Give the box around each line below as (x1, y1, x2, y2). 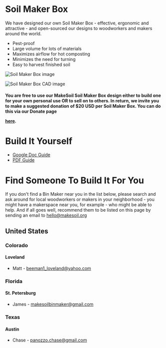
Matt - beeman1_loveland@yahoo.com (12, 265, 91, 271)
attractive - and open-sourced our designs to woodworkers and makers (5, 25, 153, 31)
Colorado (5, 242, 28, 249)
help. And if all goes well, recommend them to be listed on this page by (5, 207, 151, 213)
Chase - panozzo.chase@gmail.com (12, 337, 87, 343)
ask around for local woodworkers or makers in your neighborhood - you (5, 196, 155, 203)
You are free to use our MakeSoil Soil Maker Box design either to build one (5, 92, 161, 98)
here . (5, 118, 16, 124)
